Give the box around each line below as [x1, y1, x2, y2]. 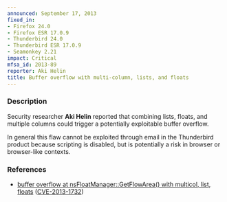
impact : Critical [7, 55, 57, 62]
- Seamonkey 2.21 [7, 49, 57, 56]
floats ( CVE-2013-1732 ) [17, 187, 84, 196]
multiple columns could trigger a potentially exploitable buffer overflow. [7, 120, 209, 128]
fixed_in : [7, 16, 36, 23]
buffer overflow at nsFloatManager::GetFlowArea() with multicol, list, [17, 180, 211, 188]
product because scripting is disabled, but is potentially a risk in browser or [7, 140, 221, 148]
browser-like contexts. [7, 147, 71, 155]
